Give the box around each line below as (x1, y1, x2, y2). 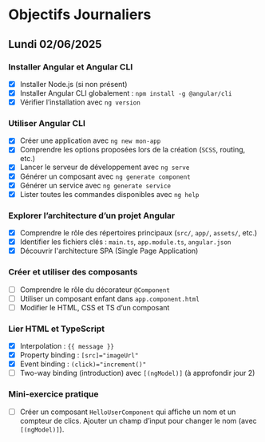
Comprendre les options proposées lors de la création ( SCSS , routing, (19, 145, 246, 155)
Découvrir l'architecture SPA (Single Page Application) (19, 246, 199, 256)
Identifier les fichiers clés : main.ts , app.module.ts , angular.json (19, 237, 231, 247)
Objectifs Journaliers (8, 6, 152, 24)
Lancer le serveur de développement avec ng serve (19, 162, 190, 172)
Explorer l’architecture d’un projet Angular (8, 210, 176, 221)
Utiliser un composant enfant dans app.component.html (19, 294, 200, 303)
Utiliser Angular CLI (8, 117, 86, 128)
